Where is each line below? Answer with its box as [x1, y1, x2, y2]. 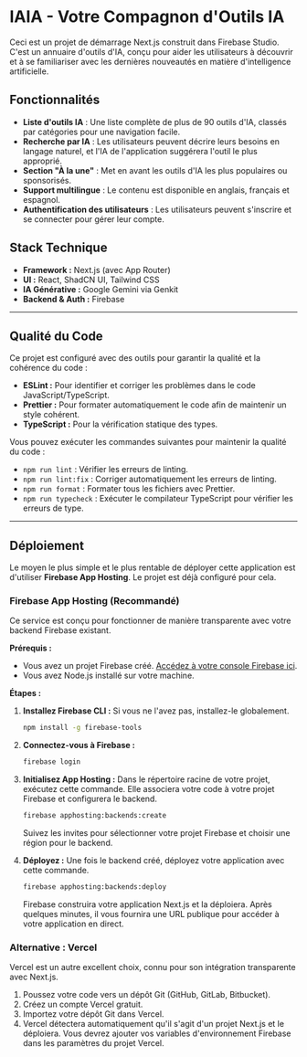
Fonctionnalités [9, 92, 101, 108]
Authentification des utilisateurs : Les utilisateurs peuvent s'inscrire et [22, 204, 292, 215]
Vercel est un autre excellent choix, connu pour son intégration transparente [9, 962, 296, 973]
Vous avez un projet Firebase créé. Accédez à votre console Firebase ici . [22, 661, 298, 671]
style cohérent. [22, 409, 80, 420]
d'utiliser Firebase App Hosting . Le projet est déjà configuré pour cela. [9, 572, 277, 583]
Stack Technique [9, 240, 108, 256]
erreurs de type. [22, 502, 84, 513]
